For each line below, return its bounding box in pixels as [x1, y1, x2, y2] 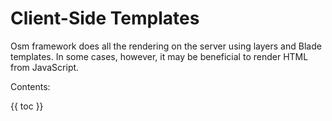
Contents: [10, 80, 51, 92]
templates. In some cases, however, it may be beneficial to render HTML [10, 50, 309, 62]
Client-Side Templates [10, 7, 200, 30]
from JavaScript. [10, 61, 80, 73]
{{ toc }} [10, 100, 44, 112]
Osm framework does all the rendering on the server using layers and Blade [10, 40, 322, 52]
